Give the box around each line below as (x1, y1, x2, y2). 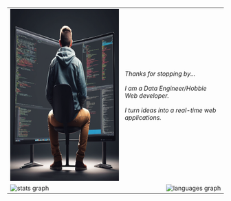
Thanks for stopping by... (124, 70, 196, 78)
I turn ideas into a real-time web (124, 106, 217, 114)
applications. (124, 113, 162, 121)
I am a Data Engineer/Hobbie (124, 84, 207, 92)
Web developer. (124, 91, 170, 100)
